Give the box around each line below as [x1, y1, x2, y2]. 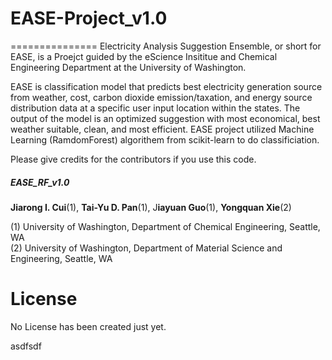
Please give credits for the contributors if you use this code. [10, 153, 257, 165]
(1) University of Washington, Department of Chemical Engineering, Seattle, [10, 220, 321, 232]
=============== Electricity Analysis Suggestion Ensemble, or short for [10, 40, 322, 52]
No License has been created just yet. [10, 320, 167, 332]
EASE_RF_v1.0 [10, 176, 70, 188]
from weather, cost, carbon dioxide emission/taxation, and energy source [10, 91, 313, 103]
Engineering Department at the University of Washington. [10, 61, 247, 73]
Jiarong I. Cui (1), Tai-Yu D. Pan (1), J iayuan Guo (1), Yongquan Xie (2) [10, 201, 292, 213]
